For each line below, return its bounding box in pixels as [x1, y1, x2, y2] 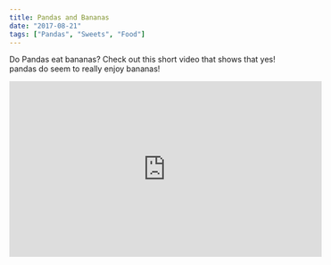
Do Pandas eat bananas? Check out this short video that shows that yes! [9, 54, 276, 65]
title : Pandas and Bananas [9, 12, 110, 22]
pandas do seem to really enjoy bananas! [9, 63, 161, 74]
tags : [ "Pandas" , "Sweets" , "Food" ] [9, 29, 145, 38]
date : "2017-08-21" [9, 21, 82, 30]
